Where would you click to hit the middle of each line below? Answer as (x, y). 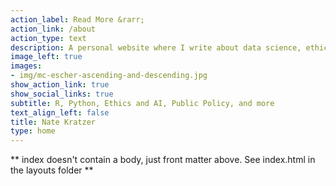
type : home (33, 131)
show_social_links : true (62, 94)
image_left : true (46, 57)
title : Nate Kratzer (53, 122)
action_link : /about (53, 29)
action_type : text (48, 38)
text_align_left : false (60, 112)
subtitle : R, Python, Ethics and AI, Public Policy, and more (142, 103)
